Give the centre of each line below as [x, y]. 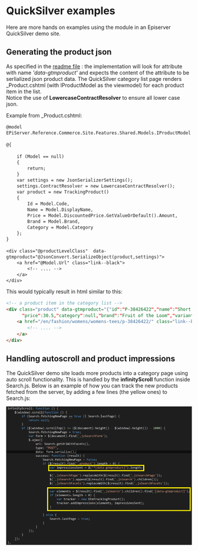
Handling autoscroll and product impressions [91, 359]
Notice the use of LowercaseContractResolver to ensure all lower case [93, 97]
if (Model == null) [41, 157]
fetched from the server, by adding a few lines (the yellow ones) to [87, 392]
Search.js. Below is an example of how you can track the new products [92, 386]
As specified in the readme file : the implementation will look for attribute [94, 66]
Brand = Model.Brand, [54, 221]
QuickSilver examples [61, 11]
